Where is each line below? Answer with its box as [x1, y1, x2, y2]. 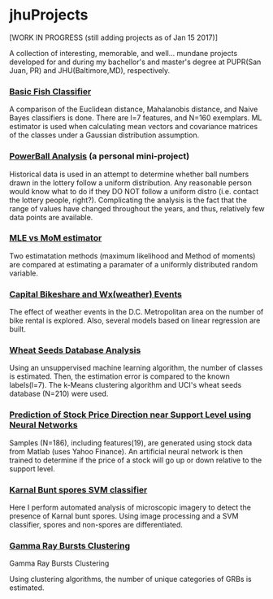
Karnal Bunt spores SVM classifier [9, 484, 148, 495]
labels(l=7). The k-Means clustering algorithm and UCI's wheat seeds [9, 380, 242, 390]
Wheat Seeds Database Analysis [9, 345, 141, 356]
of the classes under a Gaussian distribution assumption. [9, 130, 200, 140]
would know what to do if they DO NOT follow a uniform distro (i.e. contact [9, 186, 259, 196]
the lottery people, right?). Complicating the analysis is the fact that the [9, 195, 247, 205]
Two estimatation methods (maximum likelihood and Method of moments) [9, 250, 256, 261]
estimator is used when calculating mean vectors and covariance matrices [9, 122, 258, 132]
